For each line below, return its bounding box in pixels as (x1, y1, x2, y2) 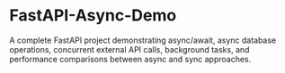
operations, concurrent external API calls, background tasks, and (9, 44, 250, 54)
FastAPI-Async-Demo (9, 5, 177, 26)
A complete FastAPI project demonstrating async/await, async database (9, 35, 277, 45)
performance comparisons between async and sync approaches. (9, 53, 252, 64)
